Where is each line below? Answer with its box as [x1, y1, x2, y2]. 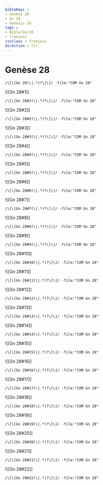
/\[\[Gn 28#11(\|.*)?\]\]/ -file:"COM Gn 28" [5, 278, 99, 283]
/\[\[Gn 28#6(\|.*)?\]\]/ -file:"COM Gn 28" [5, 188, 97, 193]
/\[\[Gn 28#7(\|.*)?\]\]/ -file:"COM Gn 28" [5, 206, 97, 211]
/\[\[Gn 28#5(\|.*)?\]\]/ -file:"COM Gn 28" [5, 170, 97, 175]
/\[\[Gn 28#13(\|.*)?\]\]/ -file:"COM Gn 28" [5, 314, 99, 319]
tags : [5, 25, 18, 30]
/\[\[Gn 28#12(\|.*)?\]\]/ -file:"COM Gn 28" [5, 296, 99, 301]
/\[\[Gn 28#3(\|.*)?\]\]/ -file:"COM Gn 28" [5, 134, 97, 139]
